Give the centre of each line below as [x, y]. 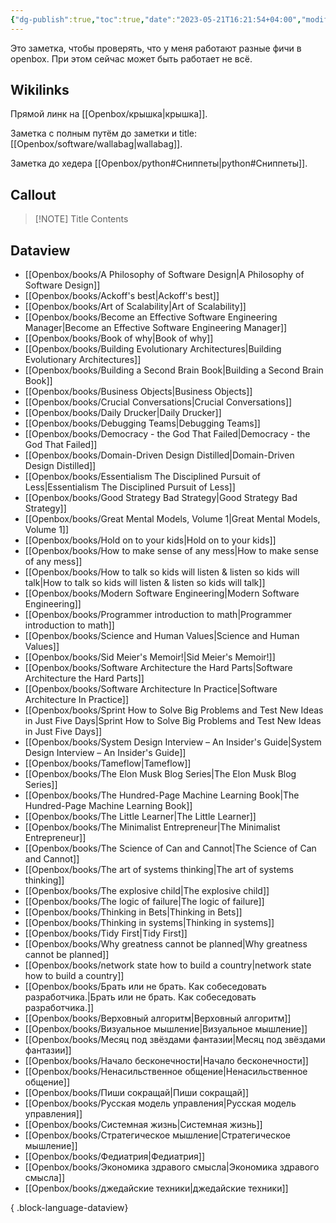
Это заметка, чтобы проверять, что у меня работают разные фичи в [156, 48]
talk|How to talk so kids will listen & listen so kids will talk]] [145, 583]
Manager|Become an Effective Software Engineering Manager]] [156, 328]
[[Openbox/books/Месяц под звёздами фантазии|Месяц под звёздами [175, 1040]
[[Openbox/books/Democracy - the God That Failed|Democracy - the [167, 434]
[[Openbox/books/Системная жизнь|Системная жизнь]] [143, 1125]
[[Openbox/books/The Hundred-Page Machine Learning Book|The [162, 795]
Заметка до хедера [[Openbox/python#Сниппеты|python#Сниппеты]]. [159, 163]
